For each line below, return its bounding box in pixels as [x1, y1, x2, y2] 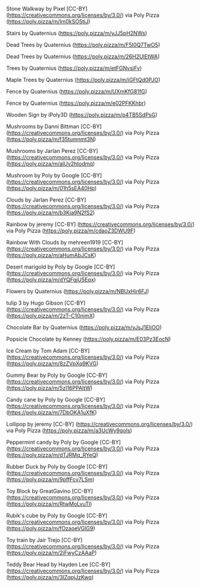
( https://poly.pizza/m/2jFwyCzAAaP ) [6, 549, 97, 556]
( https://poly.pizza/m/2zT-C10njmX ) [6, 312, 95, 319]
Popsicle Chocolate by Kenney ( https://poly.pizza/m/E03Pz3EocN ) [6, 335, 171, 343]
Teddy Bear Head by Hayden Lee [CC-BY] [6, 561, 111, 568]
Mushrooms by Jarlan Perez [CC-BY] [6, 148, 98, 154]
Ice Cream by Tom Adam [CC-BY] [6, 347, 90, 354]
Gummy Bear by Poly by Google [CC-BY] [6, 371, 108, 379]
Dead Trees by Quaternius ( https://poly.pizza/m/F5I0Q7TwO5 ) [6, 42, 160, 48]
